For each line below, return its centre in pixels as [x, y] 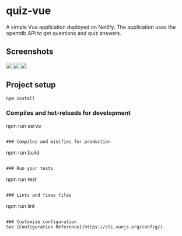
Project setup [31, 85]
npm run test [21, 179]
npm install [20, 98]
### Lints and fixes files [39, 195]
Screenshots [30, 52]
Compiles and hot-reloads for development [69, 113]
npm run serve [24, 126]
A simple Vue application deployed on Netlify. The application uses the [91, 27]
